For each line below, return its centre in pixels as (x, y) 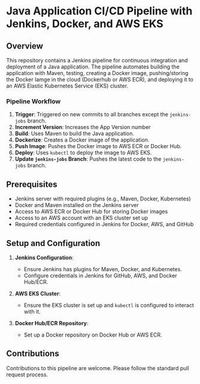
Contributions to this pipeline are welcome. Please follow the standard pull (98, 368)
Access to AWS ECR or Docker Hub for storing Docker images (91, 212)
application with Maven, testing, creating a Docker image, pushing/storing (97, 73)
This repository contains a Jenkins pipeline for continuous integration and (97, 60)
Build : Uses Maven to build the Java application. (75, 134)
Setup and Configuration (53, 243)
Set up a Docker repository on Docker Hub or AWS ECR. (93, 335)
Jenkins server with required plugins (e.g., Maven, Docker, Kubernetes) (103, 199)
